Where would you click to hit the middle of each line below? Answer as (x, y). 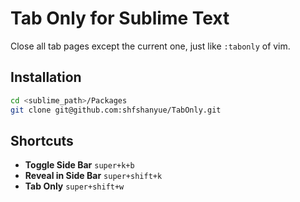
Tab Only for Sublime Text (120, 18)
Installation (46, 77)
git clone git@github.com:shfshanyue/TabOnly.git (116, 110)
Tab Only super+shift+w (74, 186)
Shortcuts (42, 140)
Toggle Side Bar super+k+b (79, 165)
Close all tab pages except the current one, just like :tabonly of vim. (150, 46)
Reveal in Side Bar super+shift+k (93, 176)
